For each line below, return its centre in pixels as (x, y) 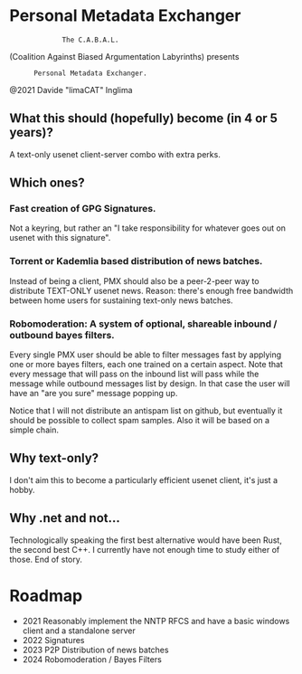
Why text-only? (54, 458)
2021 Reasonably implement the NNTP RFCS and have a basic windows (156, 621)
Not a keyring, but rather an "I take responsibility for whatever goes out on (148, 228)
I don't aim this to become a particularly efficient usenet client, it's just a (144, 479)
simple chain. (34, 430)
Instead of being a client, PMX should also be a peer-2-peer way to (134, 280)
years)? (32, 133)
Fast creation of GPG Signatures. (83, 209)
